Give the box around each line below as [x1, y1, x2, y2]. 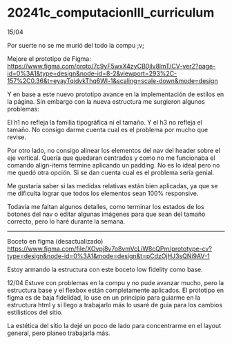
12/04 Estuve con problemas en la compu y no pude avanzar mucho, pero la [7, 278, 224, 287]
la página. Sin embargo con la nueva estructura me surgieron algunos [7, 97, 205, 105]
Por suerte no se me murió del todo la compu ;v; [7, 41, 145, 49]
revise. [7, 133, 26, 141]
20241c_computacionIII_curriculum [7, 5, 215, 21]
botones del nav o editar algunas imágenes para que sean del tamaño [7, 210, 206, 218]
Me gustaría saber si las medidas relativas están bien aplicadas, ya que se [7, 181, 218, 190]
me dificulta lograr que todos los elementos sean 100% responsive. [7, 189, 199, 197]
